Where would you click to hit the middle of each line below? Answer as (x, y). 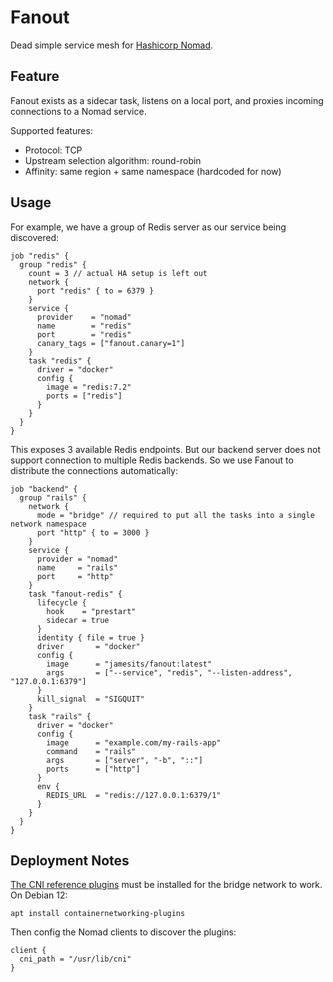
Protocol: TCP (53, 150)
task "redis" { (60, 361)
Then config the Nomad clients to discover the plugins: (123, 932)
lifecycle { (61, 602)
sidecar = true (78, 620)
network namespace (48, 524)
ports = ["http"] (93, 769)
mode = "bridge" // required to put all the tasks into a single (175, 515)
